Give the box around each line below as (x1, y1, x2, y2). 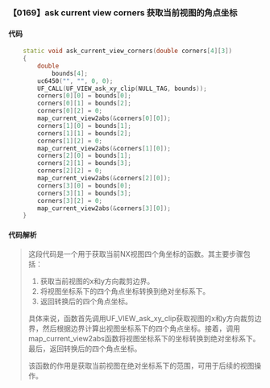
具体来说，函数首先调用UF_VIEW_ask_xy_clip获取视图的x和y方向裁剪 (27, 314, 255, 324)
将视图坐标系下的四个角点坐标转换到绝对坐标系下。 (39, 287, 210, 296)
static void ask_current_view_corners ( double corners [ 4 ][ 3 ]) (23, 47, 232, 56)
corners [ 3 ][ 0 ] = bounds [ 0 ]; (37, 181, 131, 190)
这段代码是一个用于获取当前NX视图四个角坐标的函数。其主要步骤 (27, 250, 243, 259)
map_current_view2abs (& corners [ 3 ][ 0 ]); (37, 204, 172, 213)
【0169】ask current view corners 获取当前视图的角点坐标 (8, 6, 238, 18)
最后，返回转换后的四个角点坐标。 (27, 344, 142, 353)
